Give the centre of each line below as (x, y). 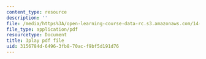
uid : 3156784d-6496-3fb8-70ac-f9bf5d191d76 (63, 47)
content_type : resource (37, 12)
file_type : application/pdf (42, 29)
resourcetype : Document (37, 35)
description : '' (27, 18)
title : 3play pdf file (35, 41)
